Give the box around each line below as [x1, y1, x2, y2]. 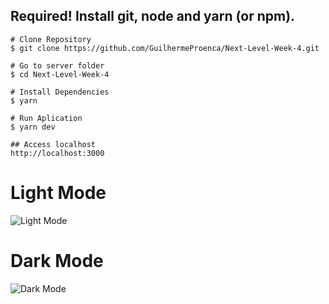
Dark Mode [10, 249, 104, 272]
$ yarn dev [10, 122, 56, 132]
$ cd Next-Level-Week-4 [10, 69, 110, 79]
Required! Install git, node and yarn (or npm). [10, 8, 296, 25]
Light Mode [10, 182, 107, 204]
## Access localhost [10, 139, 97, 149]
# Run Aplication [10, 113, 83, 123]
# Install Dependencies [10, 87, 110, 97]
